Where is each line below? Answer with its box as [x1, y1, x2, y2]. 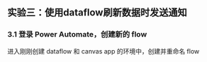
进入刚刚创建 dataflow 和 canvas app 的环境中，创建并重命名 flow [7, 46, 200, 55]
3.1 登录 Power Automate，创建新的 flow [7, 30, 147, 39]
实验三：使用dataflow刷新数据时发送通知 [7, 6, 187, 19]
